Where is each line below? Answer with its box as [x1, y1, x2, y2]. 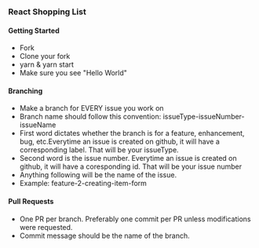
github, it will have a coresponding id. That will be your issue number [19, 162, 243, 171]
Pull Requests [8, 196, 54, 206]
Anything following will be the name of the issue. [19, 170, 177, 180]
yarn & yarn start [19, 60, 75, 69]
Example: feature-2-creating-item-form [19, 179, 148, 188]
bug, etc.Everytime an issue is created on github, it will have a [19, 137, 220, 147]
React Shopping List [8, 6, 86, 17]
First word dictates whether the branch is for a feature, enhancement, [19, 129, 245, 138]
